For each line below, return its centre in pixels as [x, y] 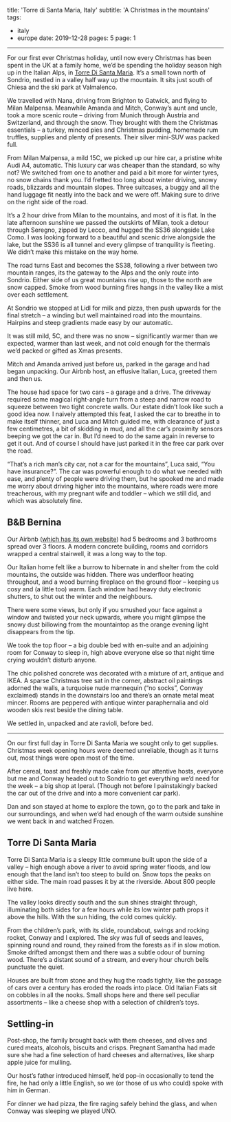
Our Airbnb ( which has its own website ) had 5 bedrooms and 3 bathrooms [112, 539]
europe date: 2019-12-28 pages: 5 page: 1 [76, 38]
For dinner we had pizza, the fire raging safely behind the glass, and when [112, 1104]
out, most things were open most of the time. [71, 758]
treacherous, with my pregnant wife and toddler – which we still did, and [109, 493]
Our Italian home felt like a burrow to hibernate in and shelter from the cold [113, 567]
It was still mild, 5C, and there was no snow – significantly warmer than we [112, 336]
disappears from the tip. [41, 631]
